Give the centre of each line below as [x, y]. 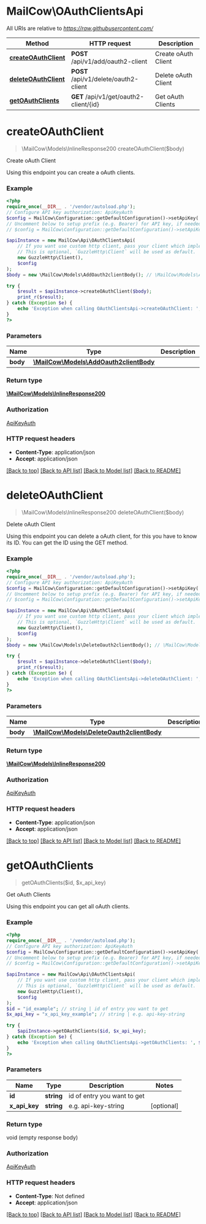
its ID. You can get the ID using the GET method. [67, 542]
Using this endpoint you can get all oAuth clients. [68, 906]
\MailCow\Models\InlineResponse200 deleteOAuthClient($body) [103, 512]
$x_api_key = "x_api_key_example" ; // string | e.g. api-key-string [96, 1014]
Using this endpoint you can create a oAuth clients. [71, 172]
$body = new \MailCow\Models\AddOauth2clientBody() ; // [79, 275]
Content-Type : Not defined [50, 1196]
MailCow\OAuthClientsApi [75, 11]
